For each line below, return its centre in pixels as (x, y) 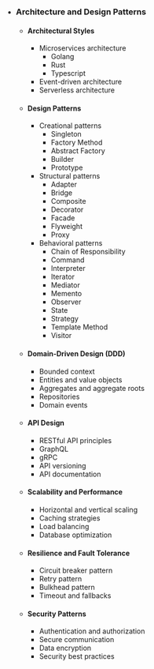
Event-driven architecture (81, 82)
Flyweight (66, 227)
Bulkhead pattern (67, 588)
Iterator (62, 277)
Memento (66, 294)
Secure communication (77, 640)
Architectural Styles (61, 31)
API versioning (62, 465)
